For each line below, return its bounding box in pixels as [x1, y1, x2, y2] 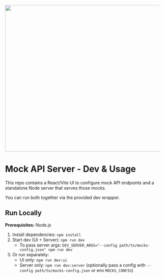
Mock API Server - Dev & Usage [5, 163, 136, 175]
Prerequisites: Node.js [5, 222, 52, 228]
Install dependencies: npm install [12, 232, 81, 238]
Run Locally [5, 209, 42, 217]
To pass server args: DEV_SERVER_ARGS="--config [19, 242, 117, 248]
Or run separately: [12, 251, 49, 257]
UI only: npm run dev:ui [19, 257, 67, 263]
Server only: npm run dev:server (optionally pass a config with [19, 262, 146, 268]
